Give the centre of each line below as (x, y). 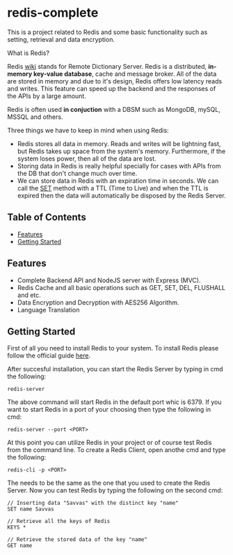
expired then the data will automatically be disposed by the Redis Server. (121, 195)
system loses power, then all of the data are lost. (87, 159)
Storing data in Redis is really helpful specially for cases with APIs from (119, 166)
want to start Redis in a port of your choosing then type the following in (109, 410)
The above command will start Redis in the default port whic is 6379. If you (114, 402)
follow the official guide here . (49, 355)
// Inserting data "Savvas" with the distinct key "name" (93, 503)
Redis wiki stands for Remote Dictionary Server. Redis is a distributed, (107, 66)
